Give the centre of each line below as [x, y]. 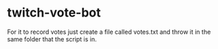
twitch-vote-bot [54, 13]
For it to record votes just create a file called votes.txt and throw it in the [109, 32]
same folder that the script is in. [52, 39]
